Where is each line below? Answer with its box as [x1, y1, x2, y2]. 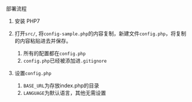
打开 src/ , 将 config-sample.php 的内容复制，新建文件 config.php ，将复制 [14, 30, 186, 37]
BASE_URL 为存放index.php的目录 [23, 82, 100, 89]
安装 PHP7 [14, 18, 40, 25]
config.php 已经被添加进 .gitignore [23, 57, 107, 64]
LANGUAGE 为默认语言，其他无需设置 [23, 90, 107, 96]
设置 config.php [14, 70, 52, 76]
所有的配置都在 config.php [23, 50, 86, 57]
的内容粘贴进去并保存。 [14, 38, 71, 44]
